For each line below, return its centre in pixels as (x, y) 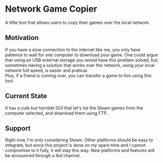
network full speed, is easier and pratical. (47, 70)
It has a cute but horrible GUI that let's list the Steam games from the (74, 108)
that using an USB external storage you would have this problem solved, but (81, 60)
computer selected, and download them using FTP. (56, 113)
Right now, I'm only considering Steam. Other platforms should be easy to (79, 140)
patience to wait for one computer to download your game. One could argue (81, 55)
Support (18, 128)
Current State (26, 96)
